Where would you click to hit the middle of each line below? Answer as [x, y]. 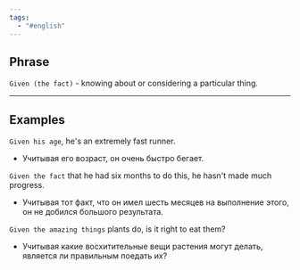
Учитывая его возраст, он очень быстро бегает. [113, 159]
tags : [19, 17]
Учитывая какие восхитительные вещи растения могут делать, [142, 247]
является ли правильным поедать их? [95, 256]
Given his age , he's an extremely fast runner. [92, 141]
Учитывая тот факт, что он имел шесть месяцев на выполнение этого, [156, 202]
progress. [27, 185]
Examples [37, 120]
